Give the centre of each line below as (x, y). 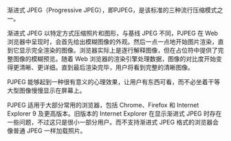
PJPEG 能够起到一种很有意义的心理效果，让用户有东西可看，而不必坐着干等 (114, 82)
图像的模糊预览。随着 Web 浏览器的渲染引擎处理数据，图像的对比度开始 (114, 59)
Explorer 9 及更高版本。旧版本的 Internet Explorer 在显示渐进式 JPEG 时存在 (114, 114)
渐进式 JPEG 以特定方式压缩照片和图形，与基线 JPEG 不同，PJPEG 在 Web (113, 33)
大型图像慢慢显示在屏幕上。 (46, 90)
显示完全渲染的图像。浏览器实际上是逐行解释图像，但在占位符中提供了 (118, 50)
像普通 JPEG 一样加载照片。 (47, 131)
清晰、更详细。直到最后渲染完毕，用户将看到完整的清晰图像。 (106, 67)
